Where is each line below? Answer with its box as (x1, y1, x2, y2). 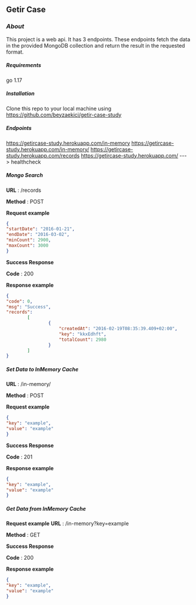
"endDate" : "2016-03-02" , (6, 232, 69, 238)
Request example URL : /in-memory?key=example (6, 520, 129, 527)
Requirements (6, 62, 41, 69)
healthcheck (11, 158, 41, 165)
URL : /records (6, 187, 41, 194)
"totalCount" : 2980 (58, 337, 107, 343)
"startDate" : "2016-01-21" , (6, 226, 75, 232)
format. (6, 48, 24, 55)
